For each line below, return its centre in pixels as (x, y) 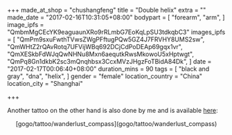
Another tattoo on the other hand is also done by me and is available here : (113, 110)
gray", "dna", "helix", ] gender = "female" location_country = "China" (105, 76)
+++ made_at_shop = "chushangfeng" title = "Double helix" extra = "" (107, 10)
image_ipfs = (26, 25)
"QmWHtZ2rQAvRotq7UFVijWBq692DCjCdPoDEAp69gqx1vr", (95, 47)
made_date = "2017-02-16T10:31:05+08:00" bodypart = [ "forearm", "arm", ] (116, 17)
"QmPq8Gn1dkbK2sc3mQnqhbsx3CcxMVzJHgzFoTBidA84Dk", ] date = (109, 61)
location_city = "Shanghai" (45, 83)
